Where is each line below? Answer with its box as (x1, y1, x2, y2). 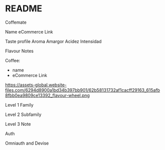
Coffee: (5, 57, 21, 63)
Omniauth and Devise (5, 140, 49, 146)
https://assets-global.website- (5, 82, 67, 88)
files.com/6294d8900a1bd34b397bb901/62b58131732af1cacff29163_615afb (5, 87, 161, 93)
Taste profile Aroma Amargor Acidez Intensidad (5, 38, 102, 44)
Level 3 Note (5, 121, 31, 127)
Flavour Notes (5, 48, 34, 54)
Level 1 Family (5, 102, 34, 108)
